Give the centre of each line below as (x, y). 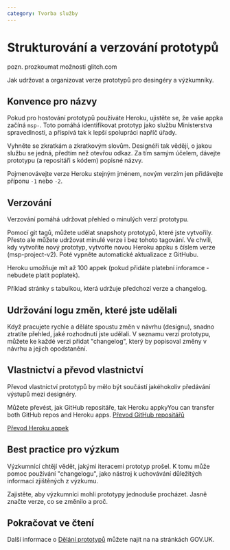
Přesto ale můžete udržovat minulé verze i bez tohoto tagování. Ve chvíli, (110, 240)
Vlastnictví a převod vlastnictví (75, 370)
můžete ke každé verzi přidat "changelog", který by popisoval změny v (107, 341)
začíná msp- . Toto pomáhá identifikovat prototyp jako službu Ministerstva (110, 125)
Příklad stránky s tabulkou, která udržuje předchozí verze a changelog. (107, 289)
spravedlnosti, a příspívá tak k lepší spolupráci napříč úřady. (92, 133)
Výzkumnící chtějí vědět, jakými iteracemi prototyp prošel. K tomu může (109, 466)
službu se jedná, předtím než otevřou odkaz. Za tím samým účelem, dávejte (114, 153)
